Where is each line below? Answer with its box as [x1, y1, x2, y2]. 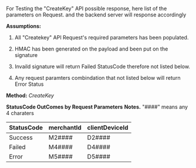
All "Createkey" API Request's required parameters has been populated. [14, 34, 189, 41]
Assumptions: [6, 23, 42, 29]
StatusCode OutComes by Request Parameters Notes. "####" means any [6, 103, 188, 110]
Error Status [14, 80, 44, 88]
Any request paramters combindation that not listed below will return [14, 75, 181, 81]
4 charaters [6, 110, 34, 116]
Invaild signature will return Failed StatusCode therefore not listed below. [14, 63, 191, 70]
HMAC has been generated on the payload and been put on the [14, 45, 168, 52]
